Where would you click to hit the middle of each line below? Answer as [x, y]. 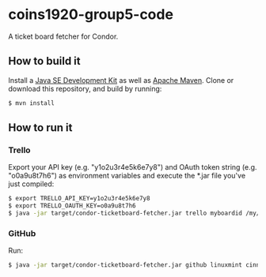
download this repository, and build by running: [85, 88]
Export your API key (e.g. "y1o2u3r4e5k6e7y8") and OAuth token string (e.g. [133, 167]
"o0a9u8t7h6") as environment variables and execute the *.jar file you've [127, 176]
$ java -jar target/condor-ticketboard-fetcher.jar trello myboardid [125, 213]
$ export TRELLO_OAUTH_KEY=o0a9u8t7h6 [72, 206]
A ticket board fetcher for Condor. [63, 36]
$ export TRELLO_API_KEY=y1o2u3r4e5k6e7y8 [79, 199]
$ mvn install [32, 103]
